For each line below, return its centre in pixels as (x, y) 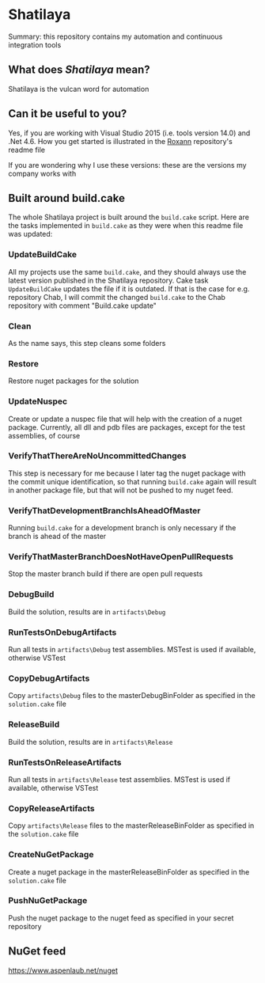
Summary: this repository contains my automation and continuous (115, 36)
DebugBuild (31, 594)
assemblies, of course (44, 435)
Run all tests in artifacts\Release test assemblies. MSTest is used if (119, 779)
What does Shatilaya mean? (79, 70)
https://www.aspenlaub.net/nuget (63, 970)
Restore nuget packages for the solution (74, 381)
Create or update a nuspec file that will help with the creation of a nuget (125, 419)
